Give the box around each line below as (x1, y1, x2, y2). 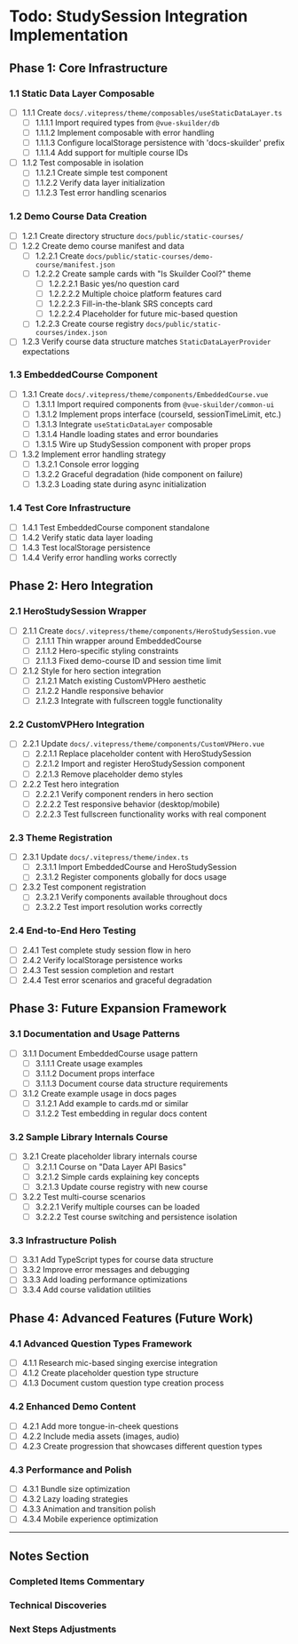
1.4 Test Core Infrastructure (9, 502, 131, 515)
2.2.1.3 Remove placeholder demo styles (35, 769, 184, 779)
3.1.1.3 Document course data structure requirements (35, 1078, 229, 1089)
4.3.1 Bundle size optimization (21, 1484, 130, 1495)
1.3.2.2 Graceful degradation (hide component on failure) (35, 469, 244, 480)
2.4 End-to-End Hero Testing (9, 924, 137, 937)
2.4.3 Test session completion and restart (21, 964, 175, 975)
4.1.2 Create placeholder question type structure (21, 1368, 200, 1378)
